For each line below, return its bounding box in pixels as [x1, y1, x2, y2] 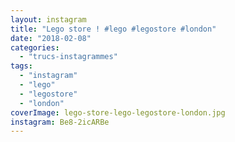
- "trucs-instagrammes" [19, 52, 118, 62]
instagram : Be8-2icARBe [10, 117, 110, 127]
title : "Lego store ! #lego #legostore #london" [10, 24, 217, 34]
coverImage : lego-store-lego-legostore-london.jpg [10, 107, 226, 118]
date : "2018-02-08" [10, 33, 92, 43]
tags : [10, 61, 33, 71]
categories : [10, 42, 60, 53]
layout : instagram [10, 14, 87, 25]
